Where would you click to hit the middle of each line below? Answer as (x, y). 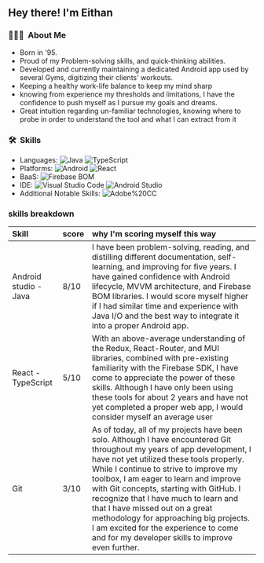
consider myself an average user (152, 417)
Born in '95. (38, 52)
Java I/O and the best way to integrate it (165, 316)
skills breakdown (41, 214)
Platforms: (36, 168)
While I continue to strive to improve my (165, 469)
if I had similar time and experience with (165, 306)
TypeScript (32, 382)
